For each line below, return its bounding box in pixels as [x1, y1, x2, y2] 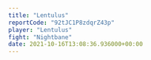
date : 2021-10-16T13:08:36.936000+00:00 [8, 41, 144, 48]
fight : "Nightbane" [8, 33, 73, 41]
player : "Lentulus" [8, 26, 73, 34]
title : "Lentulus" [8, 11, 69, 19]
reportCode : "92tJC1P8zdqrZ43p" [8, 19, 115, 26]
